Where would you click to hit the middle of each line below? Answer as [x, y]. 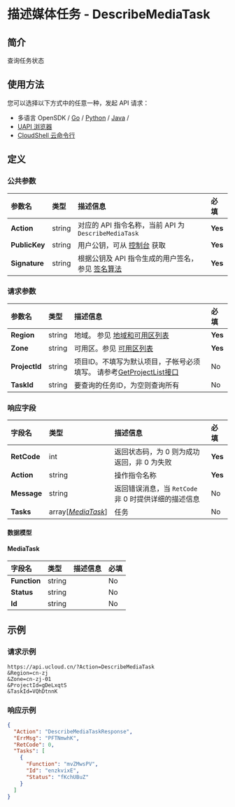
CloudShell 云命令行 [46, 135]
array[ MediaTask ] [78, 512]
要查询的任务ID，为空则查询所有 [127, 385]
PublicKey [28, 244]
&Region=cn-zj [28, 673]
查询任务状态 [26, 61]
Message [27, 493]
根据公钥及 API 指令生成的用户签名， [138, 258]
